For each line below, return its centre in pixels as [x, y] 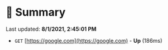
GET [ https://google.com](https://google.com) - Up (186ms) [88, 40]
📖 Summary [36, 12]
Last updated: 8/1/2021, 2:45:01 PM [51, 29]
